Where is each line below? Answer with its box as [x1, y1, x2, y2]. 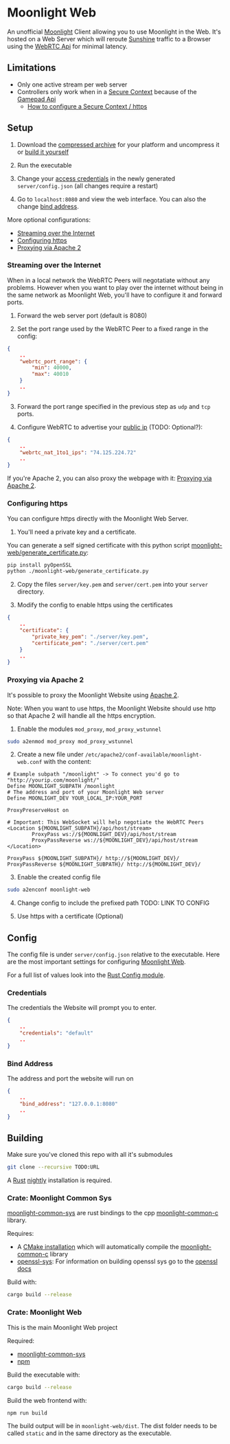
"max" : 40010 [32, 371, 69, 378]
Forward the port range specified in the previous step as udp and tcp [16, 402, 211, 410]
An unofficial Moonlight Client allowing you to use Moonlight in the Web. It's [7, 27, 221, 36]
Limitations [7, 62, 56, 74]
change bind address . [16, 202, 79, 210]
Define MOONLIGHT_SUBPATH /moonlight [7, 783, 115, 790]
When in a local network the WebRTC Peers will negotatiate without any [7, 276, 210, 284]
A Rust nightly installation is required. [7, 1176, 112, 1184]
